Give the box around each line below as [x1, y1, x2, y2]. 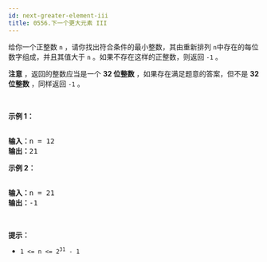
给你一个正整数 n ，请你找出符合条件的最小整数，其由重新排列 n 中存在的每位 [8, 41, 259, 52]
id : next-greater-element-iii [8, 11, 109, 20]
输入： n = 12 [8, 136, 55, 146]
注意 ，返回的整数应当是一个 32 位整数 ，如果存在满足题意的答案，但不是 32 [8, 68, 259, 78]
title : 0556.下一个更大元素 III [8, 19, 108, 27]
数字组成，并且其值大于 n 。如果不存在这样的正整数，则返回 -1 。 [8, 52, 223, 61]
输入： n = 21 [8, 188, 55, 197]
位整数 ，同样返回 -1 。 [8, 79, 85, 88]
